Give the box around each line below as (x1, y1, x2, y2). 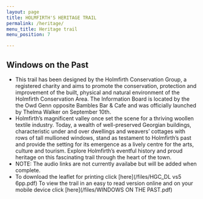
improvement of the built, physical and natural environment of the (15, 89, 180, 96)
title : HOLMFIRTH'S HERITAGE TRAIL (6, 15, 97, 21)
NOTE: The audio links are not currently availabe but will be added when (15, 160, 197, 167)
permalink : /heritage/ (6, 20, 64, 26)
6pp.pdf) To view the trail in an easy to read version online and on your (15, 179, 193, 187)
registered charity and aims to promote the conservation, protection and (15, 82, 197, 89)
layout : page (6, 9, 40, 15)
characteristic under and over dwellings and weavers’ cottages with (15, 128, 186, 135)
